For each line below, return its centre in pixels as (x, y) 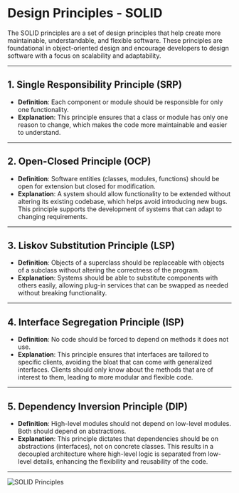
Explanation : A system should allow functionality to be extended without (124, 193)
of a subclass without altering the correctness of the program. (109, 270)
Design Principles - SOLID (85, 13)
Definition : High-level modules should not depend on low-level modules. (124, 423)
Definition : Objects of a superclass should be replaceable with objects (121, 263)
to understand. (39, 132)
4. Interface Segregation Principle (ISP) (96, 322)
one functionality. (43, 109)
